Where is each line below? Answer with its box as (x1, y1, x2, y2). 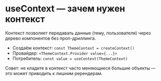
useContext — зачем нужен (5, 3, 126, 14)
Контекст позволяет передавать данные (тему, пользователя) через (5, 30, 151, 36)
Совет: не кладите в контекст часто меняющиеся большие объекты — (5, 65, 156, 71)
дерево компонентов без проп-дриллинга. (5, 35, 96, 41)
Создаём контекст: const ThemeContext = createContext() (12, 45, 135, 51)
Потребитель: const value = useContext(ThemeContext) (12, 55, 128, 61)
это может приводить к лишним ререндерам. (5, 70, 103, 76)
